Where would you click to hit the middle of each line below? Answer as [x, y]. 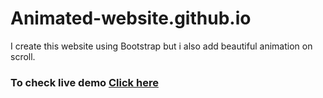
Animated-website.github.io [131, 18]
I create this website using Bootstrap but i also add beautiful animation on [161, 46]
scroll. [23, 56]
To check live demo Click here [84, 82]
